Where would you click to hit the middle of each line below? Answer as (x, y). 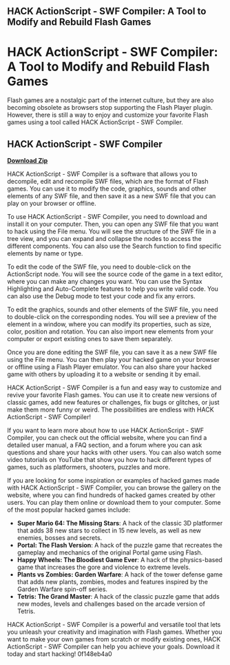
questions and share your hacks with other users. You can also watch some (114, 452)
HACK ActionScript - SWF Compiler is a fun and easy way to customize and (114, 388)
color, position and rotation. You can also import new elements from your (111, 331)
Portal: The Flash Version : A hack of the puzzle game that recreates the (119, 546)
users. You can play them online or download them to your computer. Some (114, 503)
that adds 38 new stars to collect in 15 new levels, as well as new (109, 530)
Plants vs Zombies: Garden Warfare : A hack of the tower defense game (120, 575)
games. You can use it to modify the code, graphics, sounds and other (107, 189)
